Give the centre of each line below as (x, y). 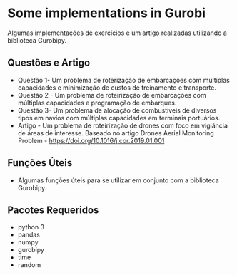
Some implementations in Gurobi (106, 13)
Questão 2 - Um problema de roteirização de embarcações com (112, 95)
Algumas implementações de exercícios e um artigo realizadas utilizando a (117, 33)
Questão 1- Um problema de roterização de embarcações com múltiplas (123, 80)
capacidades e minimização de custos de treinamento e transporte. (117, 88)
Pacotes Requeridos (53, 210)
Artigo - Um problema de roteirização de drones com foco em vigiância (123, 125)
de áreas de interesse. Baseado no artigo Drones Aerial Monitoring (116, 133)
